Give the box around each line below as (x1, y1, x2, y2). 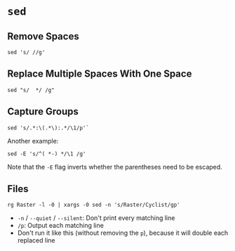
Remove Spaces (7, 30, 79, 42)
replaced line (17, 236, 55, 245)
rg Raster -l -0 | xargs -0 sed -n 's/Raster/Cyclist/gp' (7, 202, 180, 209)
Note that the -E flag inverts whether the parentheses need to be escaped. (7, 162, 222, 171)
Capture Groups (7, 105, 79, 117)
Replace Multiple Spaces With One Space (7, 68, 192, 80)
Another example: (7, 136, 59, 145)
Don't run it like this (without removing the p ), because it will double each (17, 229, 229, 237)
